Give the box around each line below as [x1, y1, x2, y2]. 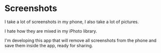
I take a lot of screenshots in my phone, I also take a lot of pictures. [4, 19, 139, 25]
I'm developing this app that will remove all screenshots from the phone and [4, 37, 157, 43]
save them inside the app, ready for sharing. [4, 42, 93, 48]
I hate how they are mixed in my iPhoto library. [4, 28, 97, 34]
